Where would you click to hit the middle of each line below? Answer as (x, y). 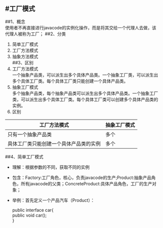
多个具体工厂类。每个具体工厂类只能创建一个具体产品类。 (70, 81)
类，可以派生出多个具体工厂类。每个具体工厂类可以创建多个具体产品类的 (85, 99)
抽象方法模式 (25, 56)
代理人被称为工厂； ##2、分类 (35, 34)
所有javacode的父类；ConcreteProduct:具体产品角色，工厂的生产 (87, 183)
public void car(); (29, 215)
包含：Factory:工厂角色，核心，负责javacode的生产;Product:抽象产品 (82, 177)
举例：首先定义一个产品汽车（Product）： (53, 200)
